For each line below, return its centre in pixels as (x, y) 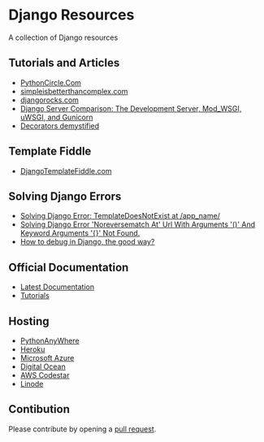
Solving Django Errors (65, 196)
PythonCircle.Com (50, 82)
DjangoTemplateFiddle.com (66, 171)
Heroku (32, 349)
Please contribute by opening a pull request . (82, 429)
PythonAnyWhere (50, 340)
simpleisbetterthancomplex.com (74, 91)
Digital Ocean (43, 366)
